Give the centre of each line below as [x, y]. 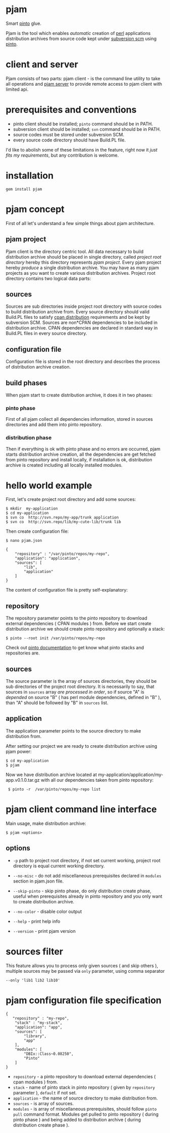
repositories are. [23, 653]
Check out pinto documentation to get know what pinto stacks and [75, 648]
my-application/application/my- [131, 775]
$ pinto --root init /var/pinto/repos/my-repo [55, 638]
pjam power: [19, 751]
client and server [42, 65]
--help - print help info [37, 921]
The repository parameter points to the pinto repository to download [77, 618]
